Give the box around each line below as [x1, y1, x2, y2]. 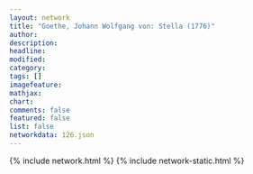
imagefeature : [9, 80, 63, 89]
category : [9, 64, 47, 73]
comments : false [9, 105, 70, 114]
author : [9, 30, 39, 39]
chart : [9, 96, 34, 106]
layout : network [9, 13, 70, 23]
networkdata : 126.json [9, 131, 95, 140]
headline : [9, 47, 47, 56]
